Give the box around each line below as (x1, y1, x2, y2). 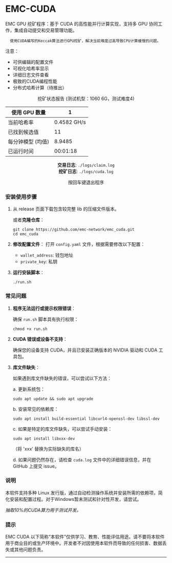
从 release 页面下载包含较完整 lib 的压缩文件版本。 (12, 206, 119, 212)
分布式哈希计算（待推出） (12, 84, 67, 90)
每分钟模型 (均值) (8, 138, 50, 145)
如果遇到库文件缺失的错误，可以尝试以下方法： (12, 375, 112, 381)
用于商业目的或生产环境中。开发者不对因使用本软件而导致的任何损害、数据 (5, 540, 162, 547)
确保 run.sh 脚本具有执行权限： (12, 316, 79, 322)
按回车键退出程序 (68, 179, 104, 185)
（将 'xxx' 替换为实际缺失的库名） (12, 445, 84, 452)
